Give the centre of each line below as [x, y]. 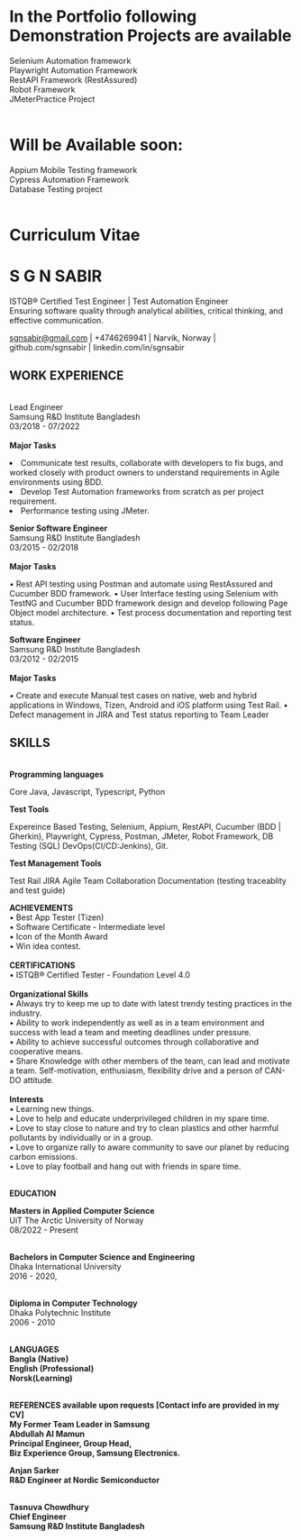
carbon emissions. [44, 1156]
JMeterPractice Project [52, 99]
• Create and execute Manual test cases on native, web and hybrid [133, 695]
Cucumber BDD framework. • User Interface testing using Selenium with [144, 593]
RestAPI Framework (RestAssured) [73, 79]
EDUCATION [33, 1193]
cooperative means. [46, 1051]
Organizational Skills [49, 994]
